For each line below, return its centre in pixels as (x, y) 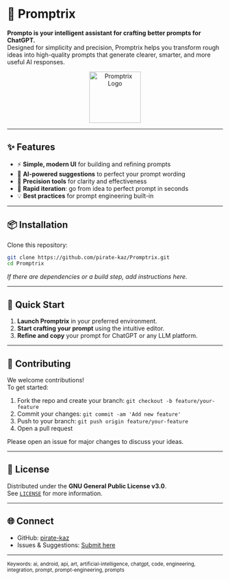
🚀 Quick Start (36, 305)
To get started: (28, 387)
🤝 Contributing (39, 364)
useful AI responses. (36, 62)
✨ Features (31, 147)
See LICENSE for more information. (55, 493)
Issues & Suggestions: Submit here (66, 545)
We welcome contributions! (46, 380)
